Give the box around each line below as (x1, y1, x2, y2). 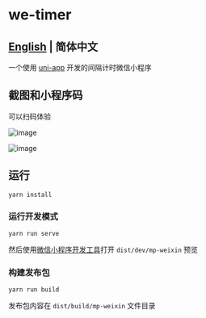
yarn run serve (8, 229, 60, 237)
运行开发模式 (8, 211, 59, 222)
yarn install (8, 190, 53, 199)
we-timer (8, 6, 72, 24)
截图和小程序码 (8, 89, 83, 103)
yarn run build (8, 286, 60, 294)
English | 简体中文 (8, 40, 99, 53)
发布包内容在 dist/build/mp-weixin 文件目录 (8, 301, 156, 311)
